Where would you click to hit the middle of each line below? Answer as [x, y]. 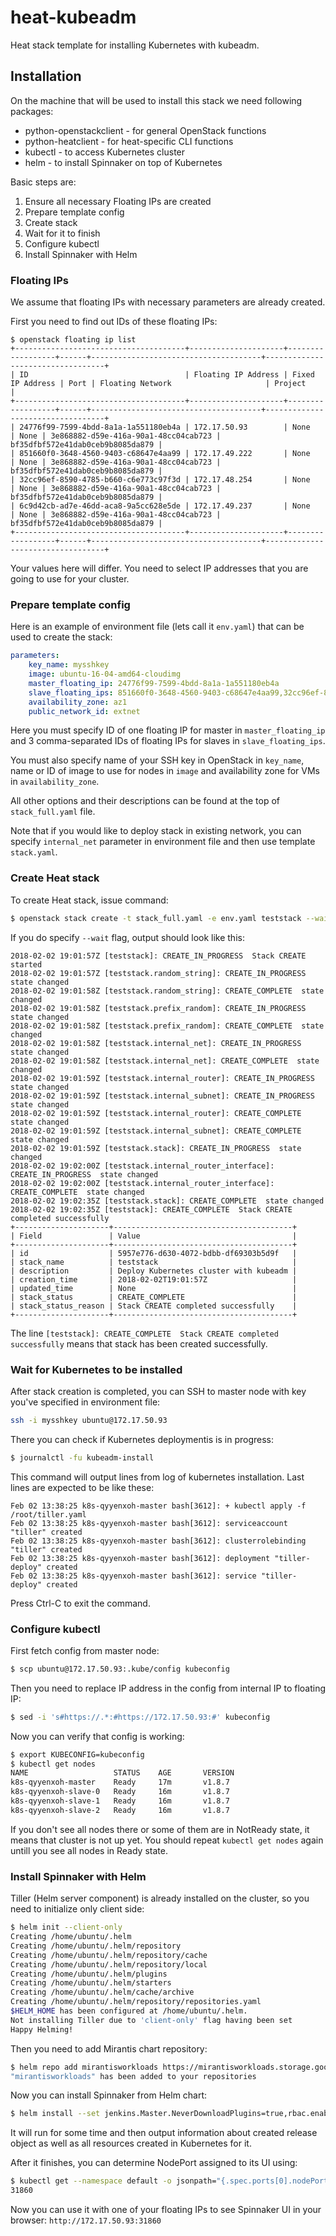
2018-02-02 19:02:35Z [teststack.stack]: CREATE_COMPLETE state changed [167, 1201]
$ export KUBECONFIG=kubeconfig [77, 1754]
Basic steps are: [43, 182]
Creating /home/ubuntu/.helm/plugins [89, 1974]
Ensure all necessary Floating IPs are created [118, 201]
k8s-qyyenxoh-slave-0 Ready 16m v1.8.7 [120, 1792]
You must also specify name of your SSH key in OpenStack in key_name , [157, 760]
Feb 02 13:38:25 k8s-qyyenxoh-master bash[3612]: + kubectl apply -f [158, 1506]
